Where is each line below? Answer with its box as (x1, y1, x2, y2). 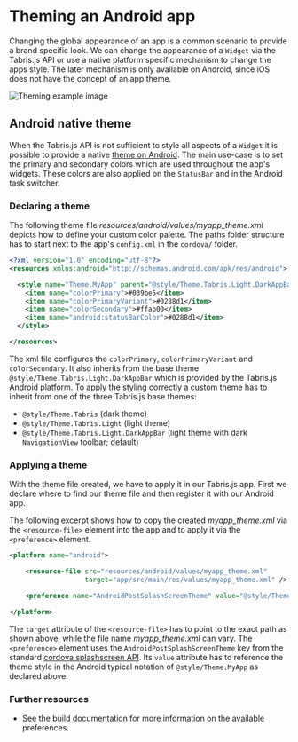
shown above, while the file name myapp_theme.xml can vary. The (9, 633, 253, 643)
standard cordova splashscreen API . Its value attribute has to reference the (9, 651, 284, 662)
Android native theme (9, 116, 132, 131)
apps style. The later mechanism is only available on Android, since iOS (9, 64, 271, 75)
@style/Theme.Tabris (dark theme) (21, 408, 148, 419)
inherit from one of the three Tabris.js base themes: (9, 391, 197, 401)
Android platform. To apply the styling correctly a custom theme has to (9, 382, 268, 392)
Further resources (9, 692, 89, 705)
